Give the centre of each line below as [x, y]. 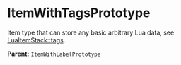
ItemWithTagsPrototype [79, 13]
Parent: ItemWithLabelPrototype [54, 54]
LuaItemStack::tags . [36, 40]
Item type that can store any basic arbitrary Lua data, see [91, 32]
